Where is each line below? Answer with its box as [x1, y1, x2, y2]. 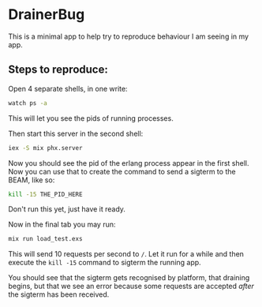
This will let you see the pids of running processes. [8, 113, 174, 123]
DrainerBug [8, 6, 85, 24]
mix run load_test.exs [8, 235, 83, 243]
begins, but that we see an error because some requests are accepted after [8, 282, 255, 291]
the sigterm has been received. [8, 290, 110, 299]
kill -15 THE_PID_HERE [8, 190, 83, 198]
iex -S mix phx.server [8, 144, 83, 152]
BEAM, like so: [8, 175, 55, 185]
